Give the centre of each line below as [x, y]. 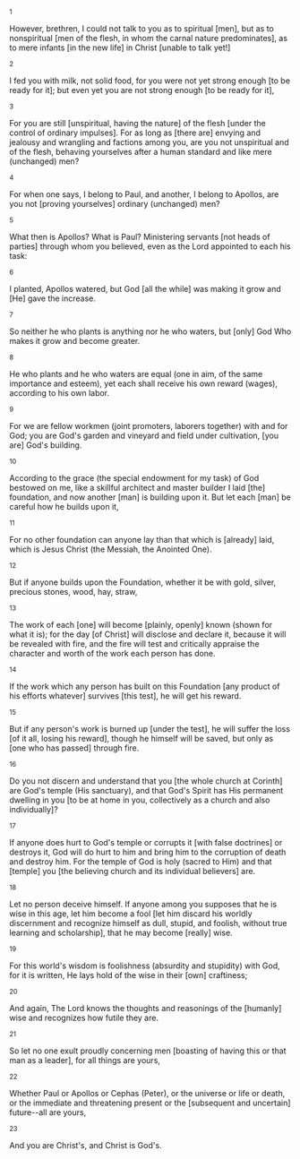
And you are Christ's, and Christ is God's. [86, 1145]
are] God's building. [46, 445]
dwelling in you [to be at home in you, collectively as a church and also [140, 800]
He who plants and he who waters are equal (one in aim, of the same [136, 374]
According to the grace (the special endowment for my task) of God [134, 478]
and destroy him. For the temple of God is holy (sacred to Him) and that [141, 862]
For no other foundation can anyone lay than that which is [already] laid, [142, 540]
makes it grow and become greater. [75, 341]
